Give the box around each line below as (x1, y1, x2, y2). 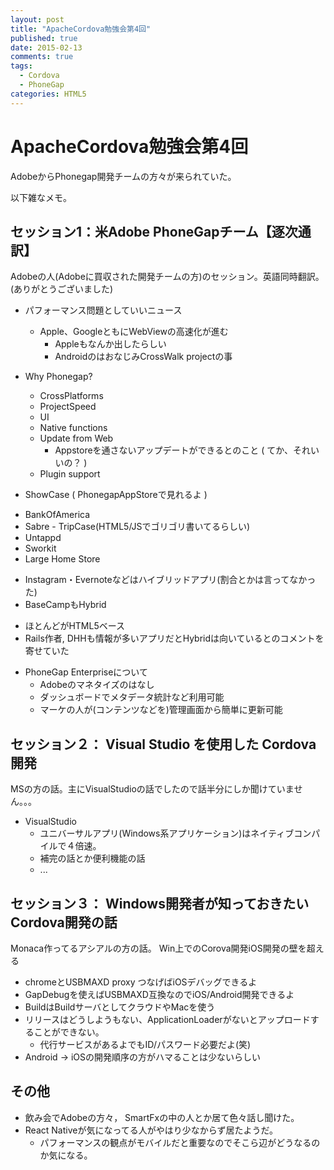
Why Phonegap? (24, 371, 93, 383)
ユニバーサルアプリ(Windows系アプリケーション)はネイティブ (39, 827, 295, 840)
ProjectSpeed (39, 401, 97, 413)
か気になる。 (39, 1149, 93, 1161)
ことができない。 (33, 1026, 105, 1038)
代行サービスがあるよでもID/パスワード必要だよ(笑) (39, 1039, 252, 1050)
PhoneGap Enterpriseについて (24, 666, 148, 678)
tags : (10, 61, 33, 71)
